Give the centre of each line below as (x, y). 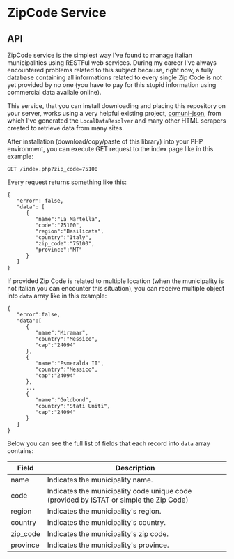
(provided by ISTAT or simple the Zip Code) (118, 500)
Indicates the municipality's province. (108, 545)
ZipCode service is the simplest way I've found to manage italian (100, 55)
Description (135, 468)
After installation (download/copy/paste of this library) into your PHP (105, 141)
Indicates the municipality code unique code (119, 491)
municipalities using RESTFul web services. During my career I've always (112, 63)
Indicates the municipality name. (100, 480)
